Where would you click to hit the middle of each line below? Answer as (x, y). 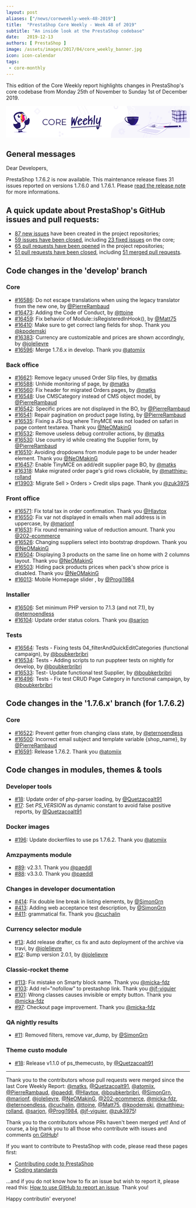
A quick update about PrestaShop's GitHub (86, 210)
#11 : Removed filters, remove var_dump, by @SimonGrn (81, 1035)
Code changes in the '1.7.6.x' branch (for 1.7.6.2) (95, 703)
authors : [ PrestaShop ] (36, 43)
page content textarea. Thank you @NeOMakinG (73, 428)
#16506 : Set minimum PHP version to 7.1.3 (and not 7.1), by (84, 607)
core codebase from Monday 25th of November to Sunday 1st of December (97, 91)
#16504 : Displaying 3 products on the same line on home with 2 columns (102, 555)
